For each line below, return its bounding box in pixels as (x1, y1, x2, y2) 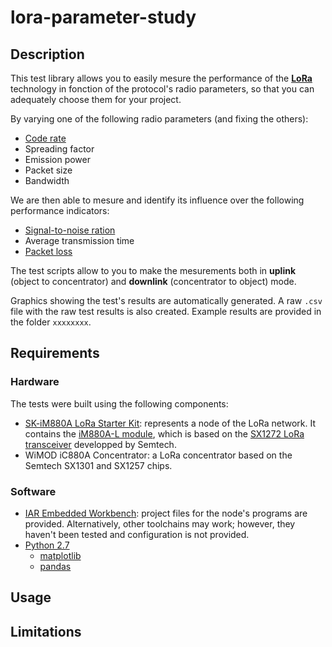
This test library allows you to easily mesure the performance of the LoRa (10, 72, 313, 84)
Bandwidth (24, 175, 70, 186)
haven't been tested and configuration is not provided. (24, 528, 250, 540)
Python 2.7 (24, 539, 70, 551)
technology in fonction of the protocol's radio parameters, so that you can (10, 83, 315, 95)
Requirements (10, 345, 100, 362)
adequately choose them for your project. (10, 94, 182, 105)
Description (10, 46, 85, 63)
